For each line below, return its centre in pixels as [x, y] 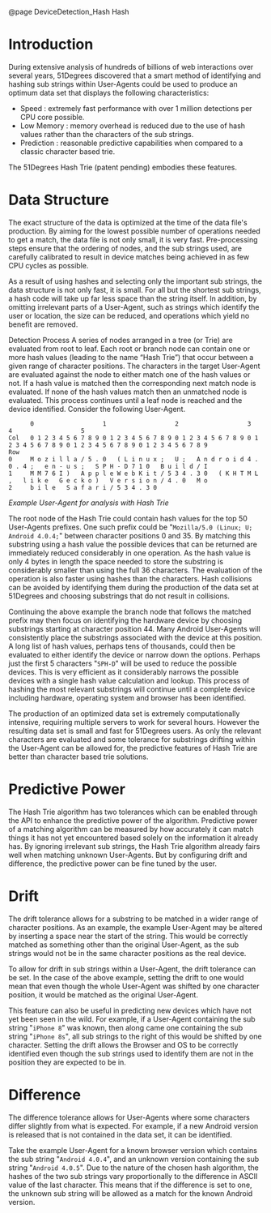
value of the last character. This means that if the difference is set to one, [130, 1185]
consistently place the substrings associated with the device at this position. [135, 637]
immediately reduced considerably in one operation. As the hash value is [129, 553]
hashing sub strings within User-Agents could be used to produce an [123, 84]
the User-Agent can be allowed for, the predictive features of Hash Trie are [133, 748]
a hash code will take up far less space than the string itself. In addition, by [133, 298]
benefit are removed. [43, 324]
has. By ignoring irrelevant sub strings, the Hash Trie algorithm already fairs [134, 846]
